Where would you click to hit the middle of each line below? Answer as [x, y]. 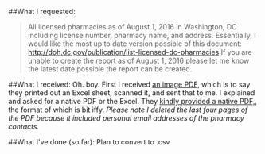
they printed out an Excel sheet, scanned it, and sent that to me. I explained [132, 93]
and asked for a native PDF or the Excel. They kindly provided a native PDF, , [132, 101]
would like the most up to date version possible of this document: [135, 44]
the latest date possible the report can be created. [110, 69]
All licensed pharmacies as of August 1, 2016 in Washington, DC [132, 27]
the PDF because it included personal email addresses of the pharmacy [126, 118]
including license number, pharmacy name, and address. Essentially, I [142, 35]
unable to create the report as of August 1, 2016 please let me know [138, 60]
